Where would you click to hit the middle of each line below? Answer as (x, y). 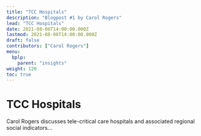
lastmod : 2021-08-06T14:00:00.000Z (52, 35)
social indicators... (29, 128)
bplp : (19, 57)
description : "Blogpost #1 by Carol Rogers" (64, 18)
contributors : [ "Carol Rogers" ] (47, 46)
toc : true (19, 74)
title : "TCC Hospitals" (37, 12)
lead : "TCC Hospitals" (35, 23)
